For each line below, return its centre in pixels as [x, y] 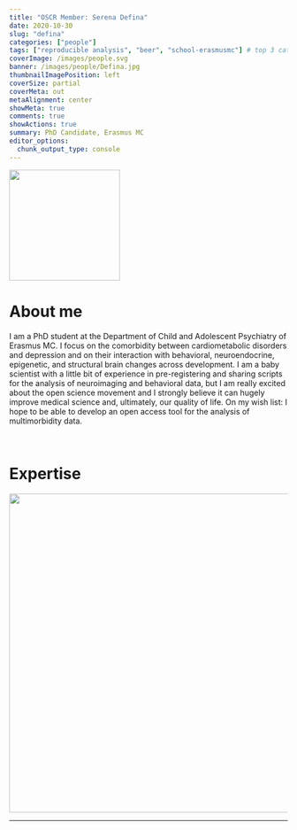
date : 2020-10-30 [41, 26]
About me [46, 311]
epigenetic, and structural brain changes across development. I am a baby [145, 364]
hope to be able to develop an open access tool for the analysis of [129, 411]
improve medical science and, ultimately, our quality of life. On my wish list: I [148, 402]
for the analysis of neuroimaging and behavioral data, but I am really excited [147, 383]
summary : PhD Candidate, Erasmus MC [76, 133]
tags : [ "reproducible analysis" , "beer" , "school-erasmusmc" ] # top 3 [142, 50]
